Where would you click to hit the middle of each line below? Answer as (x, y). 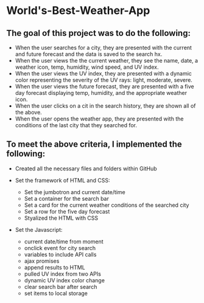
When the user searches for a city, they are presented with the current (103, 47)
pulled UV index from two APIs (63, 274)
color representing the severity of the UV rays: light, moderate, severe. (104, 80)
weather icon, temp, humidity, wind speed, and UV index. (87, 67)
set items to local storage (56, 293)
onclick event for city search (60, 248)
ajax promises (42, 261)
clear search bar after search (61, 287)
